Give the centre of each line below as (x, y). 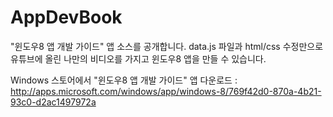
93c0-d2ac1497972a (53, 102)
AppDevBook (66, 17)
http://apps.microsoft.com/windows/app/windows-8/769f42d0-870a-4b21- (166, 91)
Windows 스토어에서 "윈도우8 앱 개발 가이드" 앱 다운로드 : (124, 80)
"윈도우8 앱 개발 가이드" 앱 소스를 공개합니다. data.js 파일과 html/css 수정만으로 (167, 46)
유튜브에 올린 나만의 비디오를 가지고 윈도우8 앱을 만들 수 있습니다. (138, 58)
